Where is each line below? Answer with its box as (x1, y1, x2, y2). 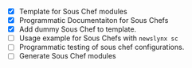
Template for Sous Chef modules (18, 7, 128, 16)
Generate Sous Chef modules (18, 51, 116, 61)
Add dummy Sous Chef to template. (18, 25, 137, 34)
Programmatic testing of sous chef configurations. (18, 43, 185, 52)
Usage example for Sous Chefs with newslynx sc (18, 33, 178, 43)
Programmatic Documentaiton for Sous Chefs (18, 16, 169, 25)
